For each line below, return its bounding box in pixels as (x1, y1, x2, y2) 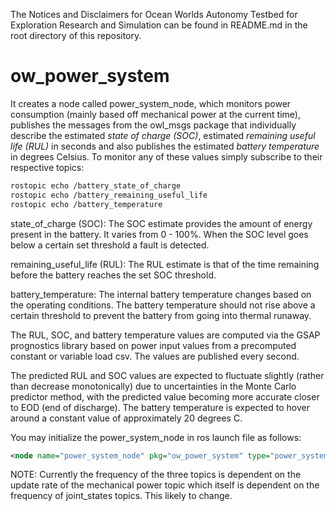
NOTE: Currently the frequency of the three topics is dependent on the (10, 469, 302, 481)
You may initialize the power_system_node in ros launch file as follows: (10, 431, 302, 443)
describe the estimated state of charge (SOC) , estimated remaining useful (10, 129, 316, 141)
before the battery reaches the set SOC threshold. (10, 269, 217, 281)
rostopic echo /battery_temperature (10, 199, 163, 209)
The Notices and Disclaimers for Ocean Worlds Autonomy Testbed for (10, 9, 298, 20)
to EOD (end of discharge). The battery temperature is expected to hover (10, 401, 310, 413)
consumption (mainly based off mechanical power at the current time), (10, 108, 301, 120)
